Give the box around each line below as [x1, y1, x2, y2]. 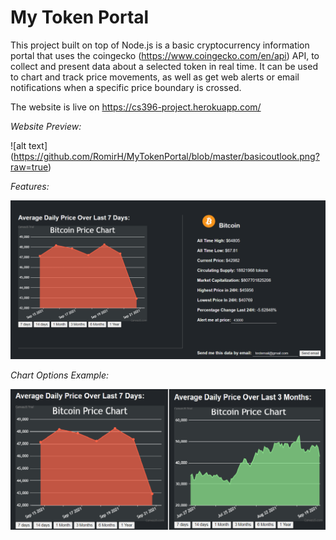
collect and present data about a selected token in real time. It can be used [10, 60, 318, 72]
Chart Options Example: [10, 369, 110, 381]
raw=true [10, 161, 48, 173]
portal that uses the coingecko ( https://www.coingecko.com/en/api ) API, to [10, 49, 320, 61]
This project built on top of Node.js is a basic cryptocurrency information [10, 39, 310, 51]
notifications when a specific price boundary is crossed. [10, 81, 242, 93]
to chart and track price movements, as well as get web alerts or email [10, 71, 300, 83]
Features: [10, 180, 50, 192]
